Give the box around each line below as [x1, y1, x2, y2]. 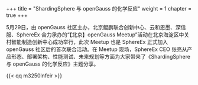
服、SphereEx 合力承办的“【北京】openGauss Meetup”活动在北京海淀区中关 [6, 31, 190, 38]
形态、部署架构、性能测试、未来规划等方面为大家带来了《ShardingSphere [11, 53, 191, 60]
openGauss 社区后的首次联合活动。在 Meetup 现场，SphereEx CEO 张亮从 [6, 46, 187, 53]
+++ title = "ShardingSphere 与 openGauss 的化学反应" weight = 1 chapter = [6, 5, 192, 12]
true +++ [6, 12, 28, 19]
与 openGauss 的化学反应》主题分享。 [6, 60, 99, 67]
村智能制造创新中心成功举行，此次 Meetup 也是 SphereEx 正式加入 [6, 39, 168, 45]
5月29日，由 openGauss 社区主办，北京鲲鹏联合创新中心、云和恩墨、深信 [6, 24, 186, 30]
